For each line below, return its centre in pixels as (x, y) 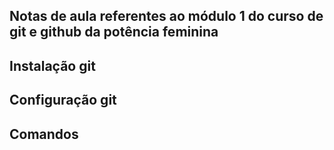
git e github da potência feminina (114, 32)
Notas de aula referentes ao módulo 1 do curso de (166, 16)
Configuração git (63, 100)
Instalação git (52, 65)
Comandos (44, 134)
